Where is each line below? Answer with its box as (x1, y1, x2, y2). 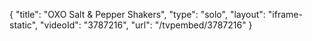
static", (9, 19, 39, 31)
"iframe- (267, 9, 303, 20)
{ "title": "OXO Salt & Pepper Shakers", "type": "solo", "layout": (9, 9, 266, 20)
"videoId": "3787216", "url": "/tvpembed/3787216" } (40, 19, 253, 31)
